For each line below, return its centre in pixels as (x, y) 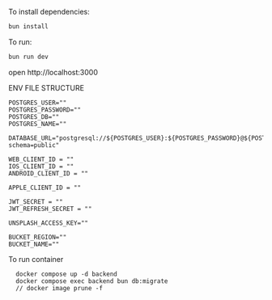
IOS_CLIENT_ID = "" (41, 166)
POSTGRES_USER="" (38, 103)
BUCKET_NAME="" (34, 244)
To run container (36, 259)
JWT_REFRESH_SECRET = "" (50, 209)
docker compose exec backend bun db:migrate (92, 281)
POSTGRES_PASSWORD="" (45, 110)
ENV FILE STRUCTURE (47, 87)
